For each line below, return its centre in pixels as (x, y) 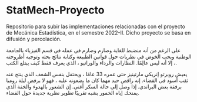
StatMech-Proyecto (55, 10)
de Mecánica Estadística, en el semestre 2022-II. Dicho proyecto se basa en (98, 32)
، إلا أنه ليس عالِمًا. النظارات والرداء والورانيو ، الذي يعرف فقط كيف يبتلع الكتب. (92, 63)
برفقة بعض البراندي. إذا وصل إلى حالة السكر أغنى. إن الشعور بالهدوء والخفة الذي (94, 86)
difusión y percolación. (34, 39)
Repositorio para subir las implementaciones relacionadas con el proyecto (96, 26)
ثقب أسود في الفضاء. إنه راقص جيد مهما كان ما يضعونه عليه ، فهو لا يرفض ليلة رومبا (97, 80)
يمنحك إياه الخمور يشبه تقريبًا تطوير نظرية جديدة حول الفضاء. (73, 93)
